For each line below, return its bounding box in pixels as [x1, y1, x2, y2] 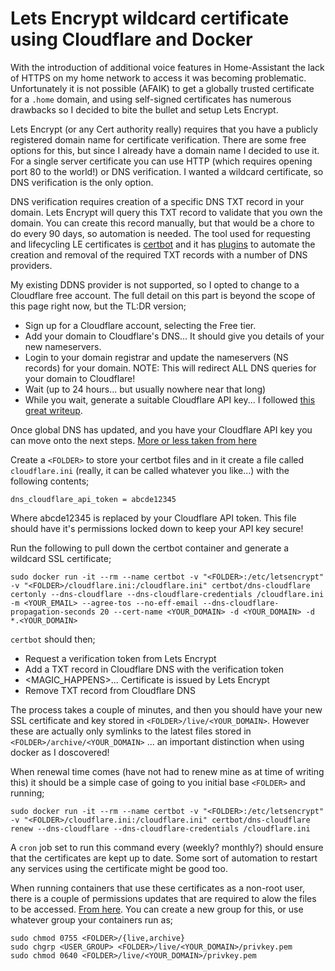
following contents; [10, 475, 90, 487]
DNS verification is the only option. [10, 176, 154, 188]
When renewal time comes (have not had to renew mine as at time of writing [10, 765, 325, 777]
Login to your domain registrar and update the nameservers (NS [24, 351, 289, 363]
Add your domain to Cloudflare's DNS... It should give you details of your [24, 330, 325, 342]
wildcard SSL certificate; [10, 552, 112, 564]
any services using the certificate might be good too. [10, 862, 228, 874]
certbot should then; [10, 633, 96, 645]
